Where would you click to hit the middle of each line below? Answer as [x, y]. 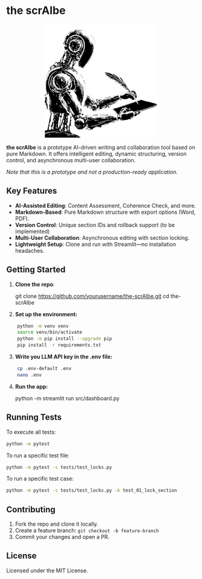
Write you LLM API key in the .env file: [64, 357]
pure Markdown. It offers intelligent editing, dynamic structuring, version [96, 154]
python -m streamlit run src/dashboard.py [67, 398]
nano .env [30, 375]
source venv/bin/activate [50, 333]
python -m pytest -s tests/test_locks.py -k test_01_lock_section [92, 491]
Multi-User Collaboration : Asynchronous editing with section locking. [102, 237]
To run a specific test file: [38, 455]
